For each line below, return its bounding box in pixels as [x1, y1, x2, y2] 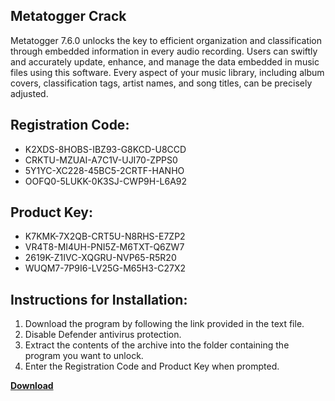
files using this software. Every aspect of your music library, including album [10, 66, 325, 78]
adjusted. [10, 87, 49, 99]
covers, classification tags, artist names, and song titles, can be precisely [10, 77, 313, 89]
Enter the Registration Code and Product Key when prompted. [24, 360, 280, 373]
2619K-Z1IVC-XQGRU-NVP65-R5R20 [24, 252, 177, 264]
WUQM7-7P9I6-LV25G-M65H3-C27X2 [24, 262, 187, 274]
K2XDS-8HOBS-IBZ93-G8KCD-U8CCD [24, 143, 187, 155]
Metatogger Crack [10, 8, 127, 25]
